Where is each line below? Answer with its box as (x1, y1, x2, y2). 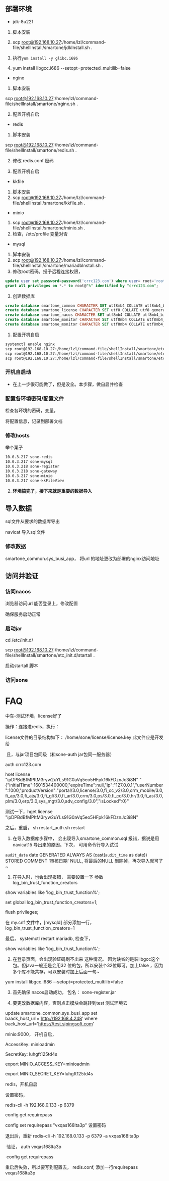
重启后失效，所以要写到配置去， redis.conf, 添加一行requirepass (5, 1164, 138, 1170)
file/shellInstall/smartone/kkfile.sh (12, 200, 83, 206)
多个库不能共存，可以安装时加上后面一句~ (12, 968, 100, 974)
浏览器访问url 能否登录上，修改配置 (5, 600, 78, 606)
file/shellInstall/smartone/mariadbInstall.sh (12, 262, 101, 268)
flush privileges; (5, 909, 39, 915)
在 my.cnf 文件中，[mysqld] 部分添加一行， (5, 919, 95, 925)
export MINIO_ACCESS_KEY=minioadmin (5, 1061, 90, 1067)
